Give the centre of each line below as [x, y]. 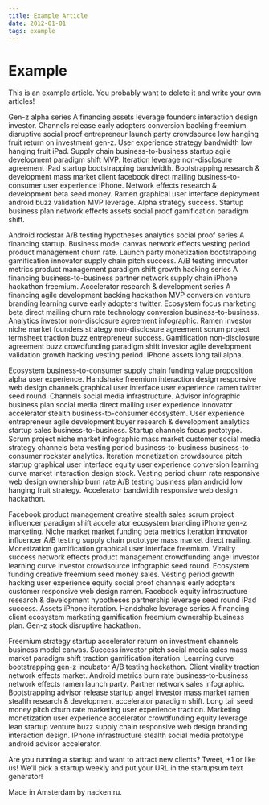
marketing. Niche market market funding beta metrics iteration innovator [128, 531]
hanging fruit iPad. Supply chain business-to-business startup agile [120, 151]
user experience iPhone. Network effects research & [130, 185]
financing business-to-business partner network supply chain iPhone [123, 278]
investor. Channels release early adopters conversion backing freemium [127, 126]
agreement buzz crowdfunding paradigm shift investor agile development [130, 346]
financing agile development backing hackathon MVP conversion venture [130, 295]
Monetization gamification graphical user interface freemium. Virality [122, 549]
